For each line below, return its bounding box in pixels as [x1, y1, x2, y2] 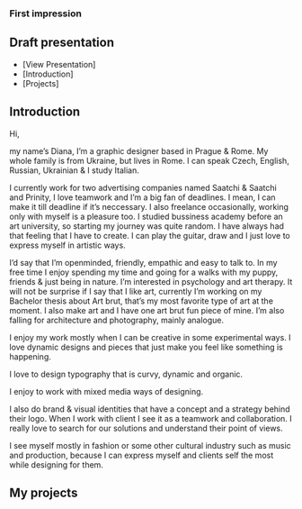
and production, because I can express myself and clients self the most [9, 450, 274, 460]
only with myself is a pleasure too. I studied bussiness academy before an [9, 211, 283, 222]
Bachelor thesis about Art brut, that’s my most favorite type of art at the [9, 295, 274, 306]
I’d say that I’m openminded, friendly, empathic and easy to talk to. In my [9, 257, 278, 268]
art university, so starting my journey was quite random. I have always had [9, 220, 285, 232]
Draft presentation [9, 35, 115, 50]
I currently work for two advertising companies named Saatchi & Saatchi [9, 182, 277, 193]
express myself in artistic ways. [9, 240, 126, 250]
